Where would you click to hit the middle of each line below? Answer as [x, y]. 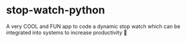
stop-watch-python [56, 10]
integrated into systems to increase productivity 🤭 [67, 32]
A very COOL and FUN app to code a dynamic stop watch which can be [93, 26]
